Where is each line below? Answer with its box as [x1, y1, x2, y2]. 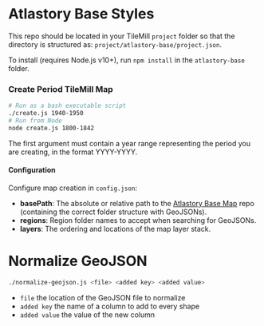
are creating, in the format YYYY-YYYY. [8, 147, 138, 157]
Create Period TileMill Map [8, 83, 113, 94]
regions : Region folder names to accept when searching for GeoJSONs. [19, 215, 257, 225]
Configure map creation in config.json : [8, 183, 138, 193]
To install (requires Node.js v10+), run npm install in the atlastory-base [8, 55, 246, 65]
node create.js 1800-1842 [8, 124, 94, 132]
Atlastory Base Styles [8, 5, 155, 23]
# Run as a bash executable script [8, 101, 127, 110]
